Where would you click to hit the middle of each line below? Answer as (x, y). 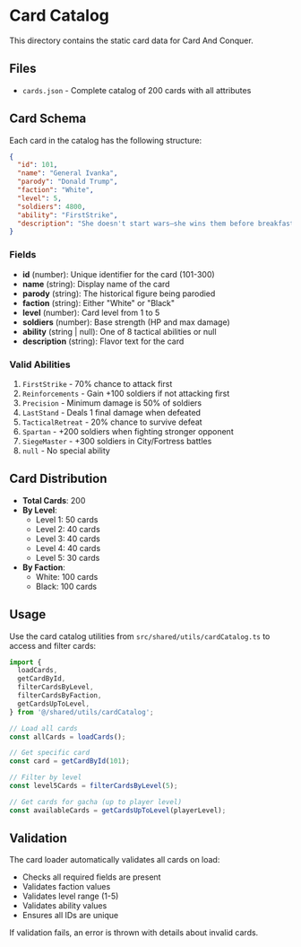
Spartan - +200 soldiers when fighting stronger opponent (128, 431)
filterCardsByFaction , (60, 696)
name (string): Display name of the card (96, 284)
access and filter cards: (53, 645)
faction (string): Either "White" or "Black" (99, 303)
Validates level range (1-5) (70, 896)
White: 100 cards (67, 576)
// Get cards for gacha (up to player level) (95, 802)
